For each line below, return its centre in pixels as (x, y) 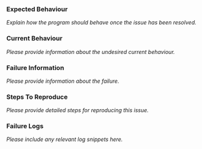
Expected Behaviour (37, 9)
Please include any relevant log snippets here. (65, 139)
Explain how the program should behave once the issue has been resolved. (102, 23)
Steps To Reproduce (37, 97)
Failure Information (35, 67)
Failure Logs (25, 126)
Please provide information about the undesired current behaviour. (91, 52)
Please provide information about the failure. (63, 81)
